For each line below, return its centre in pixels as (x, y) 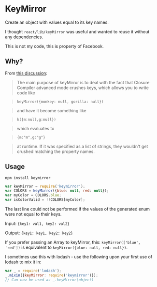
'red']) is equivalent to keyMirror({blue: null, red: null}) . (66, 247)
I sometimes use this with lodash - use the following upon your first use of (79, 257)
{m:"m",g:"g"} (31, 137)
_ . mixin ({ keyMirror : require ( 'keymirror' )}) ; (51, 275)
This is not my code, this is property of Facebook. (54, 46)
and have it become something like (52, 110)
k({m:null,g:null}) (36, 120)
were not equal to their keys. (33, 214)
